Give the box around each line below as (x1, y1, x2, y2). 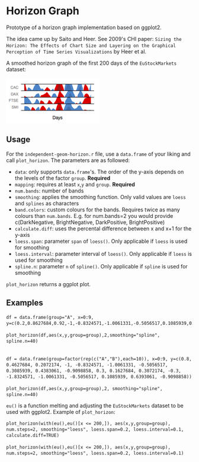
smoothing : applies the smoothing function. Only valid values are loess (14, 193, 187, 200)
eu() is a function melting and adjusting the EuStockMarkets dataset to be (6, 402, 184, 409)
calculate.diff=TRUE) (6, 432, 60, 438)
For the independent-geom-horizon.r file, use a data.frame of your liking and (6, 150, 191, 157)
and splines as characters (14, 200, 79, 207)
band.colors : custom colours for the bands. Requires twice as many (14, 206, 181, 213)
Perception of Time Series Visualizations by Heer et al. (6, 48, 147, 55)
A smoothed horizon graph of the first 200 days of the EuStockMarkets (6, 59, 177, 67)
